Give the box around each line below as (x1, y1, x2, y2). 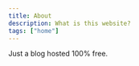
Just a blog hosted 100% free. (8, 49, 108, 59)
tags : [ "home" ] (8, 27, 59, 35)
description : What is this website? (8, 19, 131, 27)
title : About (8, 11, 52, 20)
